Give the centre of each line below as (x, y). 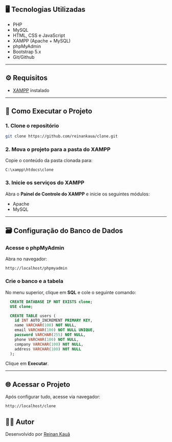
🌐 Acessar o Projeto (38, 384)
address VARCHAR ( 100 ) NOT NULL (48, 349)
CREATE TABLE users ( (33, 316)
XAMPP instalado (31, 90)
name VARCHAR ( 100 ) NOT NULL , (46, 325)
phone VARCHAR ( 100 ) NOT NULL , (47, 339)
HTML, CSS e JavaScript (39, 35)
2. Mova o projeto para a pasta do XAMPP (58, 149)
